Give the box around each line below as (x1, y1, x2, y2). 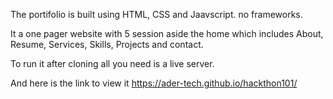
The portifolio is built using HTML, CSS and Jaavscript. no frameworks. (10, 9, 303, 20)
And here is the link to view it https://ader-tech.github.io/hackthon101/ (10, 77, 298, 89)
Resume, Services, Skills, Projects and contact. (10, 39, 204, 50)
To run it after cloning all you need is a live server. (10, 58, 215, 69)
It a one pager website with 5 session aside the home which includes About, (10, 28, 324, 39)
